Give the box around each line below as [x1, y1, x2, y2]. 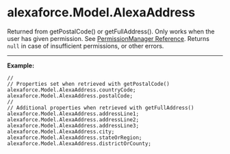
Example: [7, 61, 35, 70]
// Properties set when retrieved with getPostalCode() [7, 80, 170, 87]
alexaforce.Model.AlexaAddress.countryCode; [7, 87, 136, 93]
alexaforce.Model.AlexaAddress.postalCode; [7, 92, 133, 99]
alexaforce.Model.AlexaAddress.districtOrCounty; [7, 140, 152, 147]
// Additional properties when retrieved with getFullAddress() [7, 104, 194, 111]
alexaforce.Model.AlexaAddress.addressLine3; [7, 122, 139, 129]
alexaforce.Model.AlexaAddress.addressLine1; [7, 110, 139, 117]
